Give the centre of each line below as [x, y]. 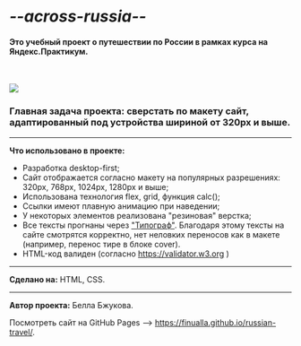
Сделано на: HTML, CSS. [57, 279]
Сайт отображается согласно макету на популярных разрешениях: [151, 177]
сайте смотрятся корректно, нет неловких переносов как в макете [151, 234]
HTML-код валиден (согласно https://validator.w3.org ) [126, 254]
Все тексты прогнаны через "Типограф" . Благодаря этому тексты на [153, 225]
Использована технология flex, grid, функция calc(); [121, 196]
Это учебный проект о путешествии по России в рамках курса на [139, 41]
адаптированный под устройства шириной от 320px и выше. [150, 123]
